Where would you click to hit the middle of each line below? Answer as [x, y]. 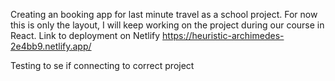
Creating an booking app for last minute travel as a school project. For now [164, 14]
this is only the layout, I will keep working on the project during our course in [167, 25]
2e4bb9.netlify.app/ [51, 46]
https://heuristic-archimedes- [223, 35]
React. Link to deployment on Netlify [85, 35]
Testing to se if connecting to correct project [102, 65]
